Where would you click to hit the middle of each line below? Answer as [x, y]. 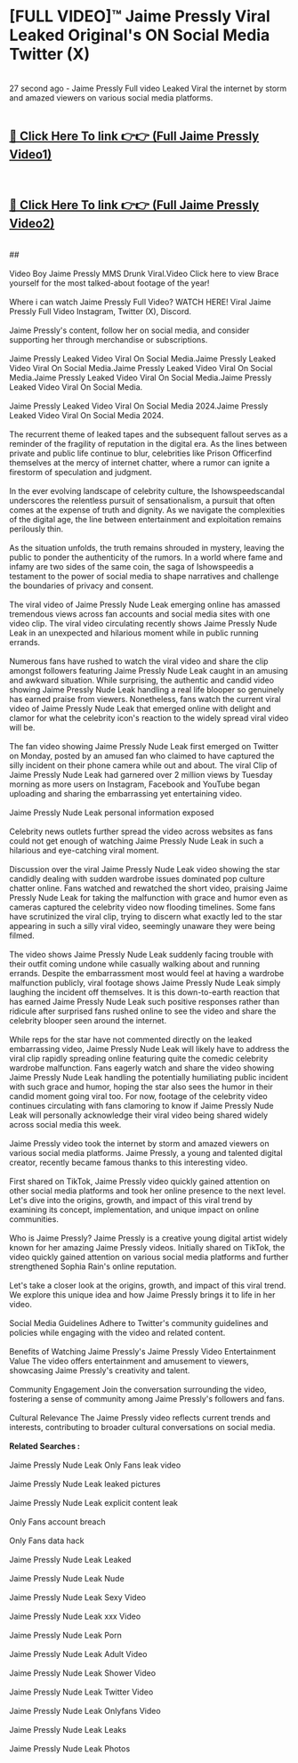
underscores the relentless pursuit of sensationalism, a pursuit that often [142, 500]
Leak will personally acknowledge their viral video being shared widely [139, 1115]
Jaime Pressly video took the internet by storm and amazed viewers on [139, 1143]
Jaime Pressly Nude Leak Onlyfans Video [85, 1710]
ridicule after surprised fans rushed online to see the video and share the [143, 1011]
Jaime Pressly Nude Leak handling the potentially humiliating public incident [149, 1077]
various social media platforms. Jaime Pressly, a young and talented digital [146, 1152]
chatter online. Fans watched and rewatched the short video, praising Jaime [149, 888]
